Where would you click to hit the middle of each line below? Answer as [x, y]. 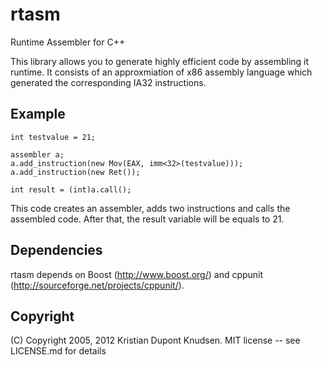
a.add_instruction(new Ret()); [75, 172]
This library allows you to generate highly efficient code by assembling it [160, 61]
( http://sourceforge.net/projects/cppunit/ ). [97, 285]
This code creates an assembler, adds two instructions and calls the [150, 208]
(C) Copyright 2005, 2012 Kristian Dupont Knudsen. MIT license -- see [155, 340]
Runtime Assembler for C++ [68, 42]
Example [38, 114]
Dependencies [56, 250]
